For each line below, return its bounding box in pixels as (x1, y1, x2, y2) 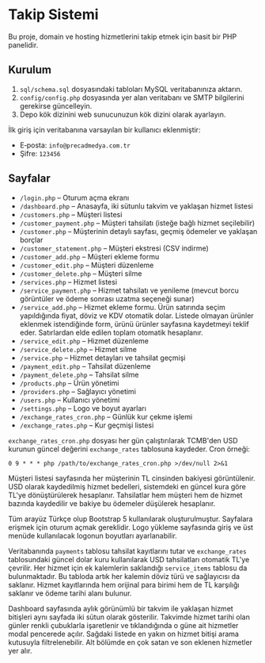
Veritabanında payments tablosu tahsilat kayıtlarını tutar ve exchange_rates (8, 546, 247, 556)
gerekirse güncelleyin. (19, 101, 93, 110)
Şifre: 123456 (19, 148, 61, 158)
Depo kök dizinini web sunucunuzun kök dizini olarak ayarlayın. (19, 109, 226, 119)
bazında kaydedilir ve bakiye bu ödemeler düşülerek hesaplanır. (8, 498, 216, 508)
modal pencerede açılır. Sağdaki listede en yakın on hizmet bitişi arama (8, 629, 240, 638)
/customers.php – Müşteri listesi (19, 209, 123, 219)
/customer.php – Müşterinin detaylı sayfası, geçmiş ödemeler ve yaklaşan (19, 226, 258, 236)
